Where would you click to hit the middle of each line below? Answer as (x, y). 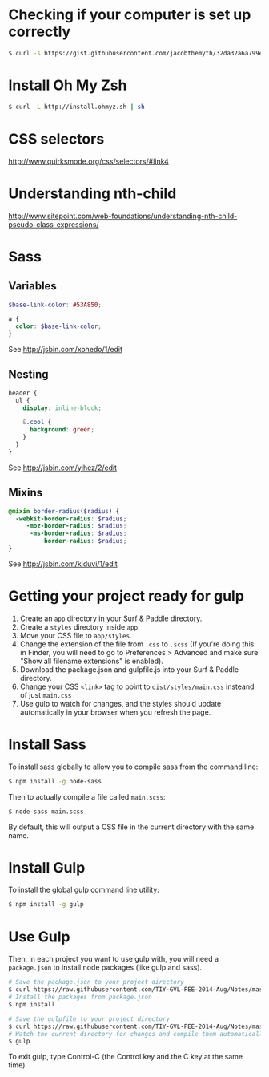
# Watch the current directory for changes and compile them (112, 1034)
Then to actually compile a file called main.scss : (87, 796)
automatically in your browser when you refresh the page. (115, 712)
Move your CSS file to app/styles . (76, 635)
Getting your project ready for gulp (126, 596)
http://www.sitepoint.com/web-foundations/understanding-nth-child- (123, 216)
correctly (40, 32)
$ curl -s (25, 53)
